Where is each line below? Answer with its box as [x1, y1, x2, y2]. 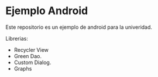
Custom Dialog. [13, 59, 51, 66]
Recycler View [13, 46, 49, 53]
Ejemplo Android [5, 4, 88, 18]
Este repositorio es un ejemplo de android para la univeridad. [5, 24, 153, 31]
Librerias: [5, 35, 29, 42]
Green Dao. [13, 52, 42, 59]
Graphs [13, 65, 32, 72]
